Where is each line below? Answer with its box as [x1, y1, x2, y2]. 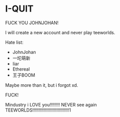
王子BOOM [12, 72, 36, 78]
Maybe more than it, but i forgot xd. [5, 82, 78, 88]
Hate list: [5, 39, 24, 45]
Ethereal [12, 66, 30, 72]
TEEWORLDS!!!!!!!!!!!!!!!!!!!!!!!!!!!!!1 [5, 107, 71, 113]
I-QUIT [5, 3, 34, 15]
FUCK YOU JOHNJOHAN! [5, 20, 59, 26]
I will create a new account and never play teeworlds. [5, 29, 115, 35]
